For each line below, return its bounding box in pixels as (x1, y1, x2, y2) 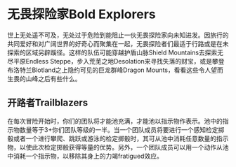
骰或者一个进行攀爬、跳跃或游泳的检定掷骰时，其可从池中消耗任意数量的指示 (7, 134, 229, 143)
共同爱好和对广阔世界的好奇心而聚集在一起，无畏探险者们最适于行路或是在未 (7, 39, 229, 48)
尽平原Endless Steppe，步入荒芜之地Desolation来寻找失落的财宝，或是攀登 (7, 57, 225, 65)
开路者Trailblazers (7, 97, 88, 109)
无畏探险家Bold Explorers (7, 6, 156, 22)
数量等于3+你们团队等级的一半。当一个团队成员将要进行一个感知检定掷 (19, 125, 225, 133)
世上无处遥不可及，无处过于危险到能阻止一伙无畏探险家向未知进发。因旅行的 (7, 31, 229, 39)
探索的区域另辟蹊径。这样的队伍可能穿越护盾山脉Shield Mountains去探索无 (7, 48, 223, 57)
